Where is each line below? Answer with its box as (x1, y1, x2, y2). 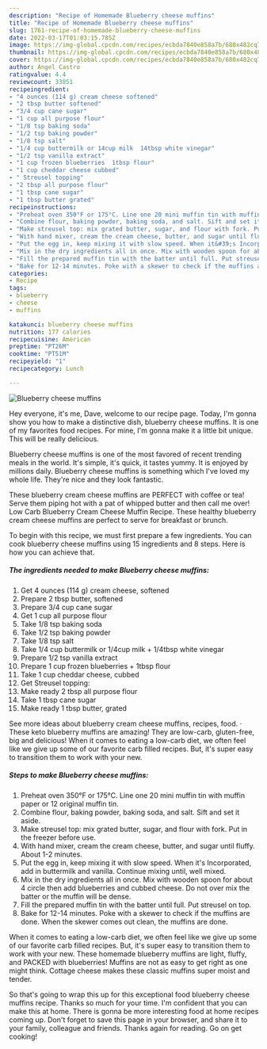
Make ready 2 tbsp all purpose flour (20, 686, 138, 696)
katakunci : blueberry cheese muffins (9, 320, 134, 329)
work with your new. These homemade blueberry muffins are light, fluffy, (9, 948, 247, 959)
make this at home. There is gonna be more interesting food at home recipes (9, 1006, 259, 1016)
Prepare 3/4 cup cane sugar (20, 602, 113, 612)
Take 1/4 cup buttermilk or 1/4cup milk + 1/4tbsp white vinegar (20, 644, 224, 654)
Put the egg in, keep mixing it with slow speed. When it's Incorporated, (20, 857, 252, 868)
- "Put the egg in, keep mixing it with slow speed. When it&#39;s (9, 240, 237, 248)
